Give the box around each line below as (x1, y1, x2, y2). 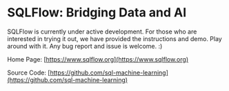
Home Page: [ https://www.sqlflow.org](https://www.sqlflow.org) (7, 55, 188, 63)
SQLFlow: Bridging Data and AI (7, 5, 187, 21)
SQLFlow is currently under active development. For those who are (7, 27, 197, 36)
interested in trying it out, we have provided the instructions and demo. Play (7, 34, 222, 42)
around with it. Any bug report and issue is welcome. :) (7, 42, 163, 50)
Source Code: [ (7, 68, 50, 77)
